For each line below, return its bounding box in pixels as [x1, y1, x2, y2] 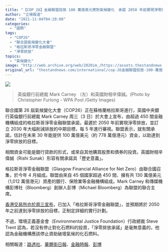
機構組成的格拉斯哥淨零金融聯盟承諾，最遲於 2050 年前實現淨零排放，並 [5, 120, 154, 125]
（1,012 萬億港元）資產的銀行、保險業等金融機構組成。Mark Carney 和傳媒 [5, 178, 158, 184]
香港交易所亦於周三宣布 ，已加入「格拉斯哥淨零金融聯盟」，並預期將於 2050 [5, 202, 160, 207]
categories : [5, 21, 30, 26]
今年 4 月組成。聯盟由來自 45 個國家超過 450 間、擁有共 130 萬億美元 [18, 172, 161, 178]
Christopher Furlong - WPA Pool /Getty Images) [17, 97, 116, 103]
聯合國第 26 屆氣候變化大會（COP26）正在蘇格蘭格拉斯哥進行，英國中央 [5, 107, 155, 113]
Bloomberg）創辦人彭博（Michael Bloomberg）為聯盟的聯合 [26, 185, 151, 190]
